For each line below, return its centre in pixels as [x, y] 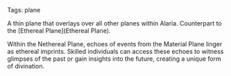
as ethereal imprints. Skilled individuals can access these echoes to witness [115, 51]
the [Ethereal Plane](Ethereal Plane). [59, 31]
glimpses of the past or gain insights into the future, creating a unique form [114, 59]
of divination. [26, 66]
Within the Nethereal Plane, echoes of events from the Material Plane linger [115, 44]
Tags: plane [24, 10]
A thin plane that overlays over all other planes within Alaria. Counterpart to [114, 23]
